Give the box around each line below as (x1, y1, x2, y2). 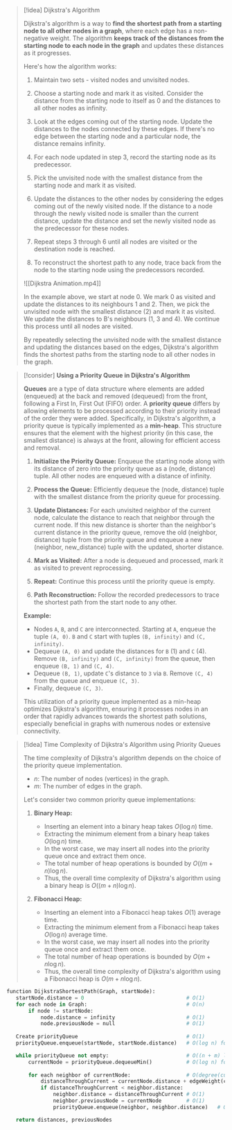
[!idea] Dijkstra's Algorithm (23, 6, 100, 14)
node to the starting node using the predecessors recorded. (33, 266, 205, 273)
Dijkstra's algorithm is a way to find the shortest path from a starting (23, 19, 222, 27)
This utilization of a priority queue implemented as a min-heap (23, 698, 202, 705)
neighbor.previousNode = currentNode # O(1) (53, 1097, 206, 1104)
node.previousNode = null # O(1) (40, 1020, 206, 1027)
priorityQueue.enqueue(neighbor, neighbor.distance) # (53, 1104, 221, 1111)
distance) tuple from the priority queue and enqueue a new (33, 536, 202, 543)
